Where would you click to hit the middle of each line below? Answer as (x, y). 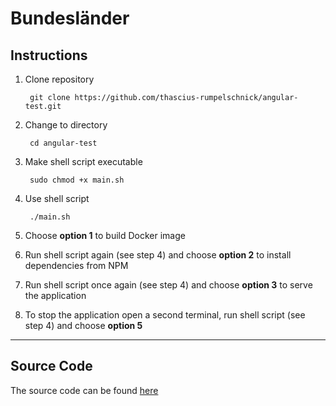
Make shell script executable (83, 161)
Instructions (49, 55)
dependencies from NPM (76, 265)
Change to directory (66, 125)
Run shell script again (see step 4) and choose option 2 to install (158, 255)
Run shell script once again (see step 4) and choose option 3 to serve (168, 285)
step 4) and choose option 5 (83, 325)
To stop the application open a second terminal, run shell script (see (165, 315)
